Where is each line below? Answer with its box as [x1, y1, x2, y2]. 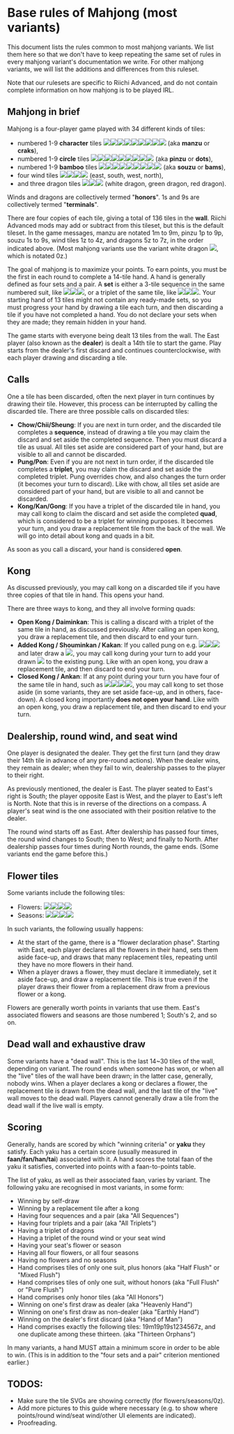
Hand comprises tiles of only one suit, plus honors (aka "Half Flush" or [17, 1263, 220, 1272]
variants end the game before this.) [7, 850, 108, 858]
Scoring [7, 1121, 42, 1133]
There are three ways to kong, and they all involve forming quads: [7, 605, 196, 613]
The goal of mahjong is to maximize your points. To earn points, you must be [7, 265, 228, 273]
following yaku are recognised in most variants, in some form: [7, 1183, 185, 1192]
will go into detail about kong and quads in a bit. [17, 531, 155, 540]
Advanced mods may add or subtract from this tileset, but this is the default [7, 221, 224, 229]
